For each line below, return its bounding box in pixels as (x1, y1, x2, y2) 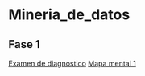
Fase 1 (8, 38, 40, 51)
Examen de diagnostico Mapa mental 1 (8, 58, 137, 68)
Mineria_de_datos (8, 6, 130, 24)
